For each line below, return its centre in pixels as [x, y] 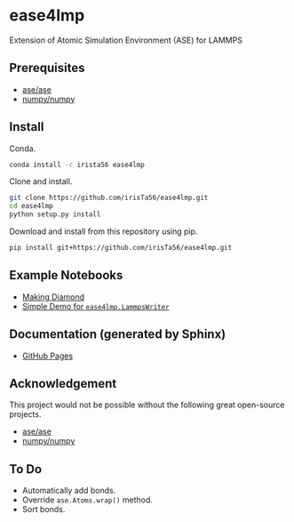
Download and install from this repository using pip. [103, 231]
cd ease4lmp [31, 206]
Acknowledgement [63, 383]
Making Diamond [53, 297]
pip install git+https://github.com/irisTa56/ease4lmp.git [121, 248]
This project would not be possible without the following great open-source [147, 405]
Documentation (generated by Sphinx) [118, 334]
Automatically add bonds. [69, 491]
